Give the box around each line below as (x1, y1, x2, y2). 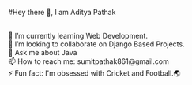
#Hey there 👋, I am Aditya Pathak (8, 8, 116, 17)
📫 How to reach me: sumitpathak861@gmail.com (8, 57, 170, 66)
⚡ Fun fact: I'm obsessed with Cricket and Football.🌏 (8, 68, 181, 78)
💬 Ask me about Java (8, 48, 77, 57)
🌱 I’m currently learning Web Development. (8, 31, 149, 40)
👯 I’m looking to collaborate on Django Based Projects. (8, 39, 185, 49)
